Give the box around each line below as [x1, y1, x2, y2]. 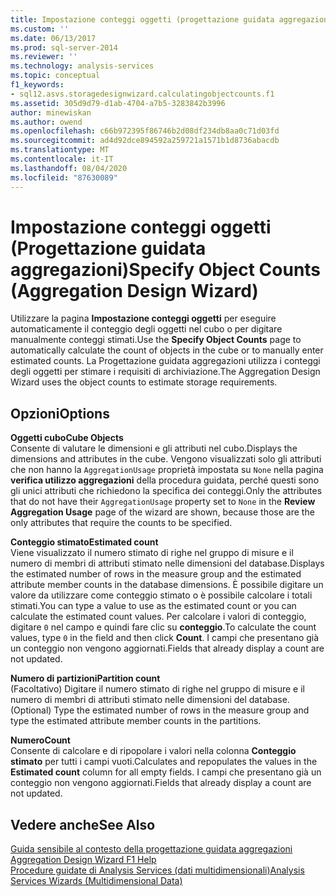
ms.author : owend [10, 117, 83, 127]
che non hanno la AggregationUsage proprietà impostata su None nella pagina [10, 464, 324, 476]
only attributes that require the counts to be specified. [10, 517, 233, 529]
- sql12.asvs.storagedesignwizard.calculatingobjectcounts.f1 [10, 89, 275, 99]
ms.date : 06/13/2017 [10, 33, 97, 43]
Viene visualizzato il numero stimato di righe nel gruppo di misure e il [10, 547, 294, 559]
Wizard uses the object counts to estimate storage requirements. [10, 376, 278, 388]
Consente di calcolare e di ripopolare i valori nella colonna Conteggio [10, 745, 297, 757]
